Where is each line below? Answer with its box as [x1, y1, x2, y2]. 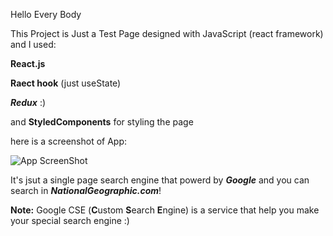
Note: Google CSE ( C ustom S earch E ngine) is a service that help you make [10, 204, 320, 216]
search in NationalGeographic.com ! [10, 185, 162, 196]
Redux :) [10, 97, 47, 108]
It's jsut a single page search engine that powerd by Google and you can [10, 174, 310, 186]
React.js [10, 58, 46, 69]
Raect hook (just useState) [10, 77, 122, 89]
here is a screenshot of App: [10, 135, 128, 147]
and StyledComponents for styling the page [10, 116, 194, 128]
